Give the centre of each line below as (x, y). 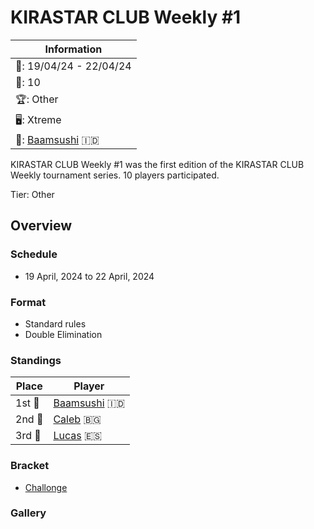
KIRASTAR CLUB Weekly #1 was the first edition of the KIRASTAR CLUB (157, 164)
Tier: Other (32, 194)
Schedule (34, 254)
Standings (36, 360)
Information (73, 49)
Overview (41, 226)
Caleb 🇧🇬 (77, 419)
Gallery (28, 513)
